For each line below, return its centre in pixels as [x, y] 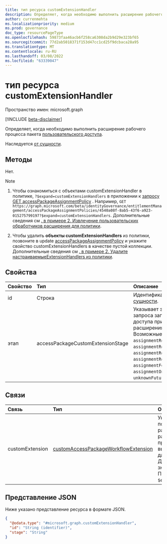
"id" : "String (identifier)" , [41, 528]
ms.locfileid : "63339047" [32, 61]
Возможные [148, 334]
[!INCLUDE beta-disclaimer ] [34, 119]
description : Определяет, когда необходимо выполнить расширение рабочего [84, 14]
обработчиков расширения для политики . [57, 226]
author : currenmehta [27, 19]
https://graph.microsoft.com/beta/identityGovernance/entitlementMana [87, 206]
